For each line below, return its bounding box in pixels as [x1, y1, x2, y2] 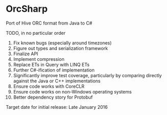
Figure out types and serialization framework [13, 45, 108, 51]
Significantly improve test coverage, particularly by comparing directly [13, 72, 162, 78]
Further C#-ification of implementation [13, 67, 95, 73]
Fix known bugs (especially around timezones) [13, 39, 112, 46]
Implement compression [13, 56, 65, 62]
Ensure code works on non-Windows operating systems [13, 88, 132, 95]
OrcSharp [6, 3, 48, 15]
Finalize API [13, 51, 38, 57]
